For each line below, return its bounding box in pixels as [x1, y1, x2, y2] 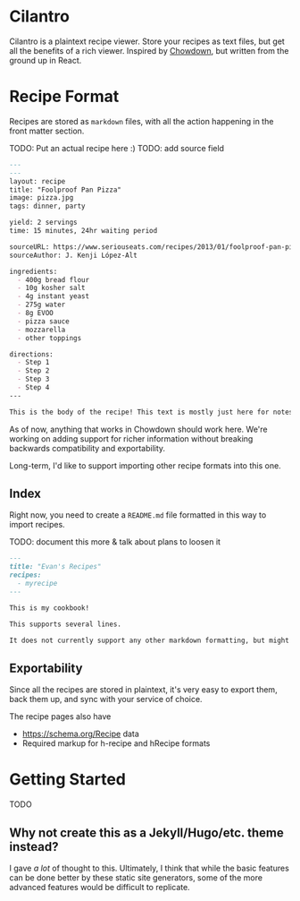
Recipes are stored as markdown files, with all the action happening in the [9, 116, 274, 126]
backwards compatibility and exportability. [9, 442, 166, 453]
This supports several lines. [9, 620, 122, 629]
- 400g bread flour [17, 275, 90, 284]
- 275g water [17, 300, 66, 310]
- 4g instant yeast [17, 292, 90, 301]
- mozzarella [17, 325, 66, 334]
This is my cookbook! [9, 603, 90, 613]
